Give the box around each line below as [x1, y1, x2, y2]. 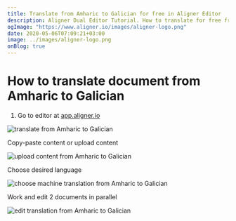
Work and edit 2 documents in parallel [7, 192, 117, 201]
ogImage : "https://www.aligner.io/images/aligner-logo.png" [7, 23, 188, 30]
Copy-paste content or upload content [7, 138, 119, 147]
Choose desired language [7, 166, 82, 174]
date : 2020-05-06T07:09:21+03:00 [7, 29, 105, 37]
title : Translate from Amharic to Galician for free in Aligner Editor [7, 10, 221, 18]
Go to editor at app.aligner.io [17, 111, 100, 119]
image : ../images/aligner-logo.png [7, 36, 112, 43]
